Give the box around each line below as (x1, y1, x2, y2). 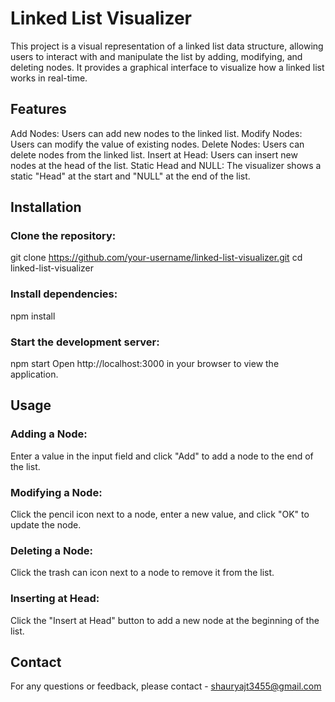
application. (10, 368, 59, 381)
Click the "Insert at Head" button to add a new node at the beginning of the (10, 614, 320, 626)
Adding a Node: (10, 427, 88, 441)
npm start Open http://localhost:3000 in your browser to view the (10, 358, 280, 370)
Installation (10, 199, 82, 216)
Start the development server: (10, 335, 160, 349)
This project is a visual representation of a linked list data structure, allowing (10, 40, 324, 52)
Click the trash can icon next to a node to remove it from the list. (10, 567, 275, 579)
